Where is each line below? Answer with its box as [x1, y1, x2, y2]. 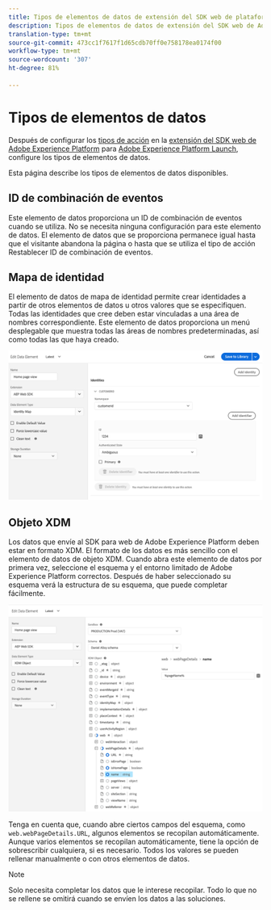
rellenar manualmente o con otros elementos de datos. [8, 854, 190, 864]
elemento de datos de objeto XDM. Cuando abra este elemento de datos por [8, 554, 262, 564]
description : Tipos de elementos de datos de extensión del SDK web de [8, 21, 254, 30]
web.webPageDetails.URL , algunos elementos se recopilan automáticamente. [8, 828, 260, 838]
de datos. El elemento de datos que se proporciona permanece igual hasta [8, 230, 256, 240]
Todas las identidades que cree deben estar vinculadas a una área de [8, 309, 240, 319]
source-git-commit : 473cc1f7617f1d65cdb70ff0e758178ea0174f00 [8, 39, 222, 47]
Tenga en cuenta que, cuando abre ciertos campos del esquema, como [8, 820, 246, 829]
